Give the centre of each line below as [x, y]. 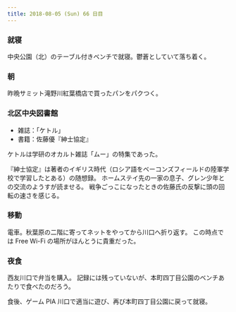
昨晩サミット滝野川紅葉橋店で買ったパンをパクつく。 [85, 93]
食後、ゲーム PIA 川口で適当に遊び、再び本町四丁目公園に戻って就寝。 [110, 301]
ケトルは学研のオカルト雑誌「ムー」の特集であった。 [85, 154]
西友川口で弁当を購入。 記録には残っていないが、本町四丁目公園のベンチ [113, 278]
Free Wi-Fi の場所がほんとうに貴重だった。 [77, 241]
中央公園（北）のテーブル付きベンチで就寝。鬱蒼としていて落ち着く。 [109, 56]
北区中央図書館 [33, 114]
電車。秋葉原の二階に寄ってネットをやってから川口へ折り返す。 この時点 [113, 232]
